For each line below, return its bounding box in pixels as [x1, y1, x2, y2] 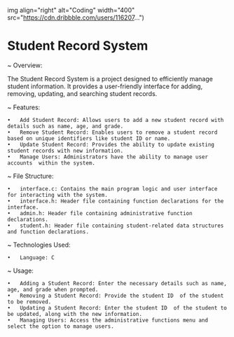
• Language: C [7, 254, 55, 261]
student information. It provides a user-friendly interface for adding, [7, 82, 203, 90]
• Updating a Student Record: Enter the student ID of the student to [7, 304, 228, 311]
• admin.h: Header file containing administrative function [7, 209, 193, 216]
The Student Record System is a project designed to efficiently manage [7, 74, 214, 83]
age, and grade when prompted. [7, 286, 99, 293]
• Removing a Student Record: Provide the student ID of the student [7, 292, 224, 299]
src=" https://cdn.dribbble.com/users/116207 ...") [7, 13, 145, 22]
